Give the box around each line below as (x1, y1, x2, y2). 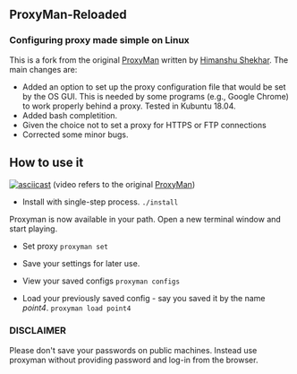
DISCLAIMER (9, 325, 67, 337)
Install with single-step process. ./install (21, 196, 179, 207)
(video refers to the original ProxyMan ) (52, 178, 195, 189)
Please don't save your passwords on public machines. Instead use (9, 344, 258, 355)
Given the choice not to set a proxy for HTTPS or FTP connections (21, 119, 267, 130)
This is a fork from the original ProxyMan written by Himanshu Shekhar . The (9, 54, 289, 65)
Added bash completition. (21, 109, 118, 120)
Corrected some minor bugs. (21, 129, 129, 140)
